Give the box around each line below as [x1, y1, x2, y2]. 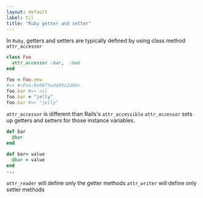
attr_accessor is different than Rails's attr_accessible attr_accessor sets [6, 111, 193, 118]
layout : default [6, 9, 48, 15]
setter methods [6, 186, 45, 193]
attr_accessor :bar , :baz [12, 60, 81, 66]
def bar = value [6, 151, 45, 157]
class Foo [6, 54, 32, 61]
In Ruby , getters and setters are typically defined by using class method [6, 37, 185, 45]
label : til [6, 15, 34, 21]
